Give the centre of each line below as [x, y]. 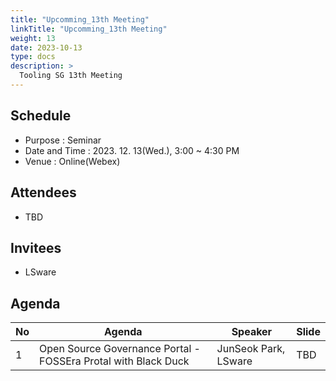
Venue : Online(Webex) [72, 161]
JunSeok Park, [251, 349]
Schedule [41, 116]
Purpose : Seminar [63, 140]
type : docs [33, 57]
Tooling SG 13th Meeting [71, 76]
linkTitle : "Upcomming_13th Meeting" [89, 29]
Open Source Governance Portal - [120, 349]
